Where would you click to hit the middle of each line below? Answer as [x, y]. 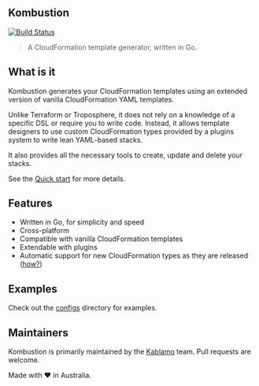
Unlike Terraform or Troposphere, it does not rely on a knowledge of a [122, 114]
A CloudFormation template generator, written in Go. [112, 47]
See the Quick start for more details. [67, 178]
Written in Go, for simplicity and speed [82, 222]
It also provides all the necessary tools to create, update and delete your [125, 155]
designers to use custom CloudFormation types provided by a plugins [121, 131]
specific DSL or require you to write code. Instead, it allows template [119, 123]
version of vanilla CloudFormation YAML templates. [91, 99]
